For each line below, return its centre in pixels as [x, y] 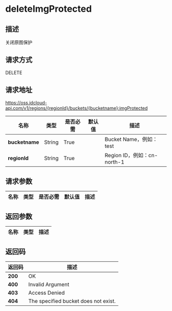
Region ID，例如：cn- [131, 155]
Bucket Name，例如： [131, 139]
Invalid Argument [49, 284]
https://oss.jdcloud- [26, 102]
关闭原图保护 [19, 42]
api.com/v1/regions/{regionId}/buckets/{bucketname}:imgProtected [77, 108]
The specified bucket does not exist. [72, 301]
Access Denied [47, 293]
